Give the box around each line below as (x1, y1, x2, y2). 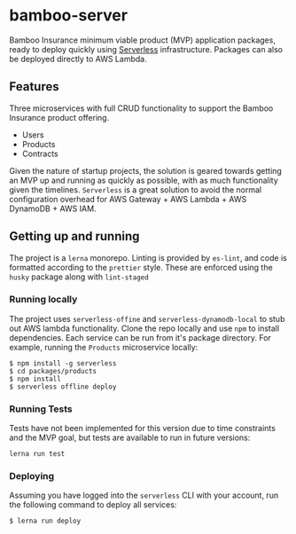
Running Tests (9, 403, 73, 415)
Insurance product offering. (9, 112, 110, 122)
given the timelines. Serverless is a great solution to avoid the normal (9, 184, 262, 195)
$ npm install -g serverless (9, 358, 117, 368)
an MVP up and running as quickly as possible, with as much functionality (9, 175, 279, 185)
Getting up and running (9, 229, 140, 244)
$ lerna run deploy (9, 516, 82, 526)
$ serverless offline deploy (9, 382, 117, 391)
